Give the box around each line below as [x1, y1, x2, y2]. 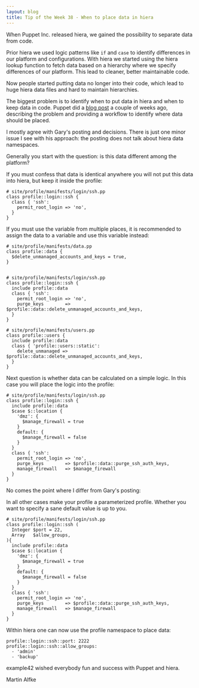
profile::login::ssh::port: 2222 [6, 638, 90, 644]
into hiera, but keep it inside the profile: [6, 177, 103, 184]
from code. [6, 37, 33, 44]
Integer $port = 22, [11, 527, 63, 533]
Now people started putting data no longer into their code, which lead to [6, 79, 184, 87]
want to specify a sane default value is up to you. [6, 505, 127, 512]
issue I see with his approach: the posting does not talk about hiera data [6, 134, 183, 141]
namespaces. [6, 141, 40, 148]
